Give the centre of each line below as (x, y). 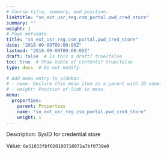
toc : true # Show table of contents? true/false (70, 62)
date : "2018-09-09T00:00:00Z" (44, 46)
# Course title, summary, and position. (58, 12)
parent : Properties (41, 106)
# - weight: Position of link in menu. (56, 90)
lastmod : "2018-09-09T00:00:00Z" (48, 51)
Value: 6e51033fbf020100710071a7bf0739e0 (58, 146)
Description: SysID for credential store (53, 134)
